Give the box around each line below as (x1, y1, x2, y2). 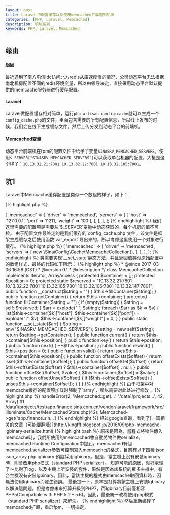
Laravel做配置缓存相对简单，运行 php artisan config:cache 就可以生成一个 (5, 110, 160, 116)
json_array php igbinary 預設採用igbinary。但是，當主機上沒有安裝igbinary (5, 453, 161, 459)
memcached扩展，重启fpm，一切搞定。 (5, 504, 89, 510)
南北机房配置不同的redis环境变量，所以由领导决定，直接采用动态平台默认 (5, 80, 158, 86)
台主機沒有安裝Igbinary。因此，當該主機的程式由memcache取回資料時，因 (5, 472, 161, 478)
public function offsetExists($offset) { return (70, 353, 162, 359)
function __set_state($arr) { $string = (5, 321, 82, 327)
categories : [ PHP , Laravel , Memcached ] (5, 17, 90, 22)
